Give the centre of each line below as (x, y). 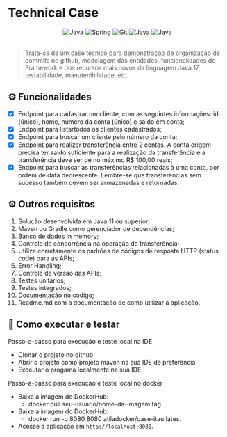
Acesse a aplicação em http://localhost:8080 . (85, 426)
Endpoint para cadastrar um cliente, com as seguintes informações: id (118, 113)
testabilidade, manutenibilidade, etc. (77, 75)
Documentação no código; (56, 295)
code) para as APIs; (46, 258)
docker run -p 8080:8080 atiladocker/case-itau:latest (105, 418)
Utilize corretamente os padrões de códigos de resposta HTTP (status (118, 251)
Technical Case (53, 13)
